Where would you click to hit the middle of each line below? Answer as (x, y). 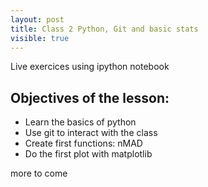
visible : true (40, 38)
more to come (39, 173)
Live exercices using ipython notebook (90, 67)
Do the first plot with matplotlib (88, 154)
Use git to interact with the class (91, 133)
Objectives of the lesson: (90, 97)
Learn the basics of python (80, 122)
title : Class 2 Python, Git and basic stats (104, 29)
